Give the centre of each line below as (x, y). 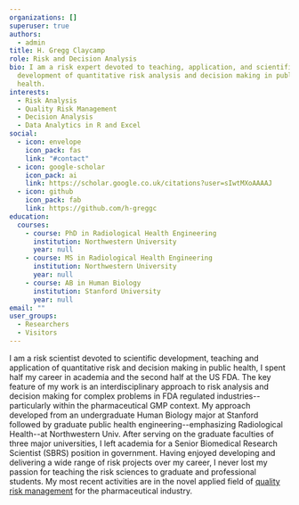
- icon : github (45, 192)
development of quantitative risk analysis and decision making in (145, 76)
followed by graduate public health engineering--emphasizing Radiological (146, 424)
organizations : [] (43, 17)
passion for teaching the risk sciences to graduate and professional (133, 472)
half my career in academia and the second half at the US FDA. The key (140, 377)
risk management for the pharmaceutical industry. (101, 491)
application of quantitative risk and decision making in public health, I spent (148, 368)
